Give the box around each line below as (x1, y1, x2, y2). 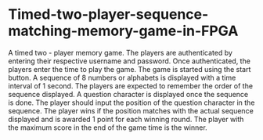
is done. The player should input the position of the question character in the (8, 98, 255, 107)
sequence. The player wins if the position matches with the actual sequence (8, 106, 254, 115)
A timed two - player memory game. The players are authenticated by (8, 48, 233, 57)
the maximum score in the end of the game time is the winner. (8, 123, 207, 132)
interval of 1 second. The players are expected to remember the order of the (8, 81, 253, 91)
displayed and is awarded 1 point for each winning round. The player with (8, 114, 244, 124)
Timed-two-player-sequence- (8, 5, 209, 23)
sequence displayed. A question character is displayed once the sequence (8, 89, 249, 99)
